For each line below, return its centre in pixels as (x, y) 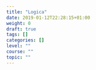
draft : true (21, 29)
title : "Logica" (27, 12)
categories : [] (25, 40)
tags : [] (17, 35)
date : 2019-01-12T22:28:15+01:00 (48, 18)
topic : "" (19, 57)
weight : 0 (19, 23)
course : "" (20, 52)
